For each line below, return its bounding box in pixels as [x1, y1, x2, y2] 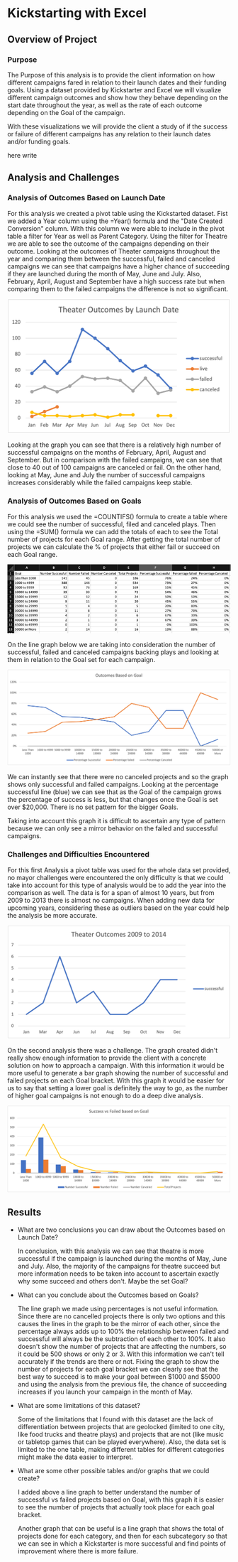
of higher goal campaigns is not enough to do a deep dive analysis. [7, 1091, 204, 1100]
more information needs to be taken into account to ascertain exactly [17, 1269, 220, 1278]
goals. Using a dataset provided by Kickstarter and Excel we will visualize [7, 85, 222, 94]
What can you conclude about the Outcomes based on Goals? [17, 1291, 199, 1299]
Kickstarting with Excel [7, 5, 147, 21]
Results [7, 1206, 42, 1219]
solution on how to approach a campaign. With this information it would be [7, 1061, 225, 1070]
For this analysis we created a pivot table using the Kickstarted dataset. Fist [7, 209, 228, 217]
